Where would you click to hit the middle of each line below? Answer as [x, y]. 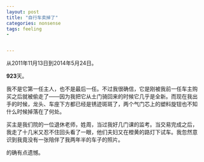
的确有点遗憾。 [25, 153]
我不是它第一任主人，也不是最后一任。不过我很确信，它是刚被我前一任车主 [99, 89]
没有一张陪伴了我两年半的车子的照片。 [75, 140]
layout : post [23, 12]
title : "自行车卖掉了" [32, 18]
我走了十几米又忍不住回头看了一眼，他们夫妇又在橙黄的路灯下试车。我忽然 [99, 132]
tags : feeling [24, 29]
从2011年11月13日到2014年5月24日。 [52, 63]
